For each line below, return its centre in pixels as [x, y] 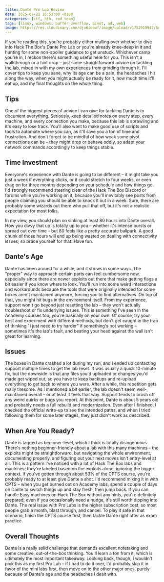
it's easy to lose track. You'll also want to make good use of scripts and [77, 126]
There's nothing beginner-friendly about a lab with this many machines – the [82, 448]
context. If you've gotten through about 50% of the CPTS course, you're [78, 474]
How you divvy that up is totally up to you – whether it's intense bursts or [78, 226]
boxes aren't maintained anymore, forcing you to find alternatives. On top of [81, 294]
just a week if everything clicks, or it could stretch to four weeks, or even [78, 179]
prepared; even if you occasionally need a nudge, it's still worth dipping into [81, 500]
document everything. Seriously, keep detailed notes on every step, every [79, 116]
